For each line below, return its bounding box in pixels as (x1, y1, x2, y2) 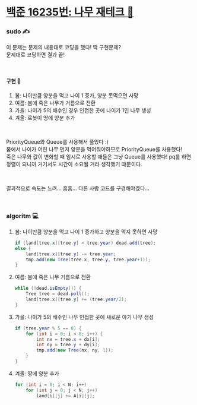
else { (14, 245, 31, 251)
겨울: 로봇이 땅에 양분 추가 (14, 114, 75, 121)
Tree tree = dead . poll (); (26, 291, 90, 297)
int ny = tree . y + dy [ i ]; (36, 342, 101, 348)
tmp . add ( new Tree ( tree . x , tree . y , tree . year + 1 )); (26, 257, 151, 262)
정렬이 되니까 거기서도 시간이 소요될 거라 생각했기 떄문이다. (6, 160, 142, 167)
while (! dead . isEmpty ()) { (14, 286, 82, 292)
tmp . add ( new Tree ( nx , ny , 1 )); (36, 347, 114, 353)
